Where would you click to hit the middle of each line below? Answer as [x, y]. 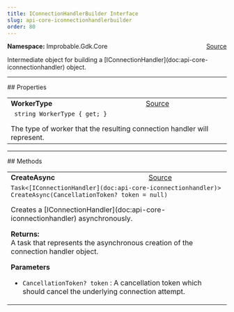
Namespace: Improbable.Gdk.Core [57, 47]
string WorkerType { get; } [61, 114]
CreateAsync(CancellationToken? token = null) [89, 195]
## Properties [27, 87]
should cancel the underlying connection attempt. [104, 292]
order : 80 [22, 26]
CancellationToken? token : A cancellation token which [112, 283]
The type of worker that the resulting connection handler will [110, 129]
